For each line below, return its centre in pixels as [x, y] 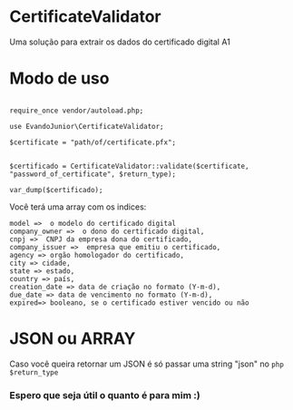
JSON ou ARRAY [73, 339]
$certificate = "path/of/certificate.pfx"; [93, 142]
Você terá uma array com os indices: [78, 207]
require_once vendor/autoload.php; [77, 111]
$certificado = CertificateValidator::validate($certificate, [129, 166]
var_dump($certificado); [56, 190]
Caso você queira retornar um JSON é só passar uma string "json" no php [146, 364]
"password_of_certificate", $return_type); [93, 174]
